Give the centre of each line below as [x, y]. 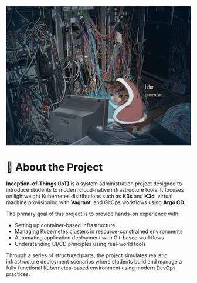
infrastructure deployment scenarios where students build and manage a [94, 261]
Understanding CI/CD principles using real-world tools [80, 244]
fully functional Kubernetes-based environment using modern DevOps [91, 268]
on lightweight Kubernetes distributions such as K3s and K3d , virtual [89, 196]
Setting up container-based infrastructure [65, 225]
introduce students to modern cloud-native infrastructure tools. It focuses [95, 189]
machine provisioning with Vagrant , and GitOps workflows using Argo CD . [96, 202]
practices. [18, 274]
